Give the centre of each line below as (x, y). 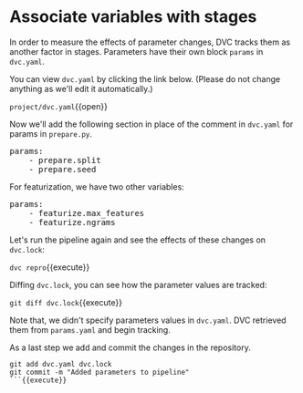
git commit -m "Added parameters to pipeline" (99, 372)
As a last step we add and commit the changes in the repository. (130, 347)
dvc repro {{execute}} (50, 267)
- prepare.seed (63, 169)
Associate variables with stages (133, 17)
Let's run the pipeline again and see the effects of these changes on (138, 240)
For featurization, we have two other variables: (97, 186)
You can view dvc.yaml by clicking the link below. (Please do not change (145, 78)
